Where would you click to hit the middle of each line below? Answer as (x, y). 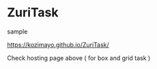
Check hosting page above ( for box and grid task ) (79, 58)
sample (17, 31)
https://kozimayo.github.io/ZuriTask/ (58, 44)
